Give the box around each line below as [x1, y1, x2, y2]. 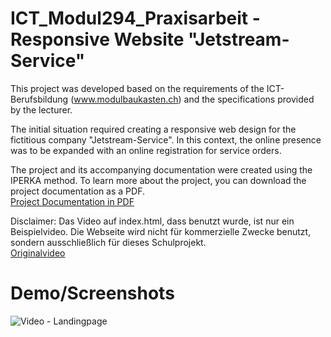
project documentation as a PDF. [10, 185, 145, 197]
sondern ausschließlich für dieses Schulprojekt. [10, 236, 207, 248]
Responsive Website [10, 28, 185, 51]
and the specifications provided [183, 93, 315, 105]
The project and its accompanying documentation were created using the [10, 163, 313, 176]
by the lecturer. [10, 103, 73, 116]
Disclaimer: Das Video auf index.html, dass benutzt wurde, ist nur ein [10, 215, 295, 227]
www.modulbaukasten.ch [73, 93, 179, 105]
